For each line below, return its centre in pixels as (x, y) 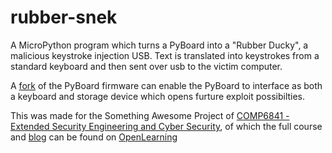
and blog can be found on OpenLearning (94, 137)
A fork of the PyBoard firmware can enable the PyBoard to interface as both (166, 85)
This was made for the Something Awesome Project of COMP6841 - (150, 115)
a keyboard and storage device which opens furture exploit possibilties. (158, 96)
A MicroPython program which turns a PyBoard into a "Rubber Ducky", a (159, 45)
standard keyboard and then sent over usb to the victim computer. (146, 66)
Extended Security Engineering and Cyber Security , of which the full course (166, 126)
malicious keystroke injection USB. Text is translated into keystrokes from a (165, 55)
